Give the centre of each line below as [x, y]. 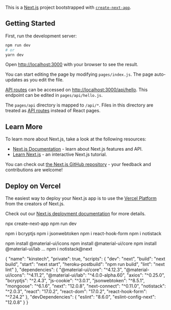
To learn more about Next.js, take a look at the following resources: [76, 139]
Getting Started [30, 23]
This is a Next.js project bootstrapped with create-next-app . [68, 7]
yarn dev [15, 55]
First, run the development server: [41, 36]
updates [14, 80]
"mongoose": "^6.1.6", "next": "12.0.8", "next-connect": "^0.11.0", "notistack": [86, 286]
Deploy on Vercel [33, 186]
